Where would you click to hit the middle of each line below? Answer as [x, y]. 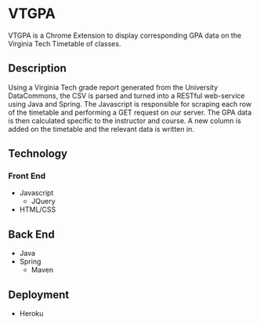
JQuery [43, 202]
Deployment [39, 295]
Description [37, 69]
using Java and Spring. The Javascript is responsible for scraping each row [130, 104]
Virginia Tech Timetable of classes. [65, 43]
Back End [31, 234]
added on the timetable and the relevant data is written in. [101, 129]
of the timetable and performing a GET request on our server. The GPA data [130, 112]
